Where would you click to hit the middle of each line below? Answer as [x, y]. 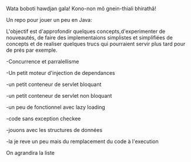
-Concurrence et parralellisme [43, 62]
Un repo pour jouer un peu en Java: [49, 20]
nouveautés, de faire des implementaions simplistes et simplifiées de [90, 37]
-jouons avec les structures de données [54, 130]
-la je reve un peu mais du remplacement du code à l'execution [82, 141]
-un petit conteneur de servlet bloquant [54, 84]
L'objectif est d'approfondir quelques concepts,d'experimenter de [86, 31]
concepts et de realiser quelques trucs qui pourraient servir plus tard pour [96, 44]
